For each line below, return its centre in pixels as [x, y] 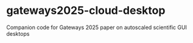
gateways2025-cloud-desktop [86, 11]
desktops [18, 33]
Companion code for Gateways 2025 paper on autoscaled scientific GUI [97, 27]
